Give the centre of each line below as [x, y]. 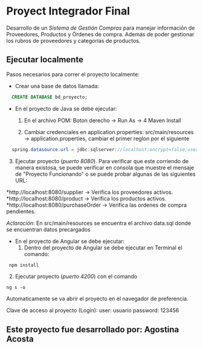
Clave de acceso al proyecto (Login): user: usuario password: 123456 [93, 311]
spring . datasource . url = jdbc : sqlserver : [65, 149]
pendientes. [21, 211]
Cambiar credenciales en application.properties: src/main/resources [109, 132]
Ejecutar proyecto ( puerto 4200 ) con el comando [76, 277]
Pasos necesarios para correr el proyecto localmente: [73, 74]
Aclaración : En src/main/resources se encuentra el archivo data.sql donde [99, 223]
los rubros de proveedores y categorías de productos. [73, 40]
